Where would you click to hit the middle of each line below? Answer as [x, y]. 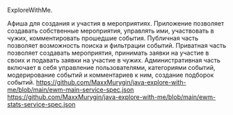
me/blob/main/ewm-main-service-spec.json [71, 90]
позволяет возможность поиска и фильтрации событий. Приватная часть [117, 45]
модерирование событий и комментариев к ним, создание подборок [111, 75]
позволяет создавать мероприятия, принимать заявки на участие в [108, 53]
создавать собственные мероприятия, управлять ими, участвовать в [111, 31]
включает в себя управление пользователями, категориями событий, [111, 68]
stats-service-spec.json [41, 104]
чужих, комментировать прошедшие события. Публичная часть [103, 38]
